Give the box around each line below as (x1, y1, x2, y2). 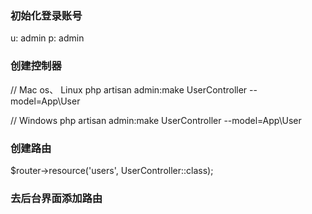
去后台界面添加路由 (10, 191, 103, 205)
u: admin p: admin (10, 32, 85, 44)
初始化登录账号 (10, 8, 83, 22)
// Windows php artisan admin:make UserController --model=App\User (10, 114, 302, 126)
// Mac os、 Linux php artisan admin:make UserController (10, 83, 248, 96)
